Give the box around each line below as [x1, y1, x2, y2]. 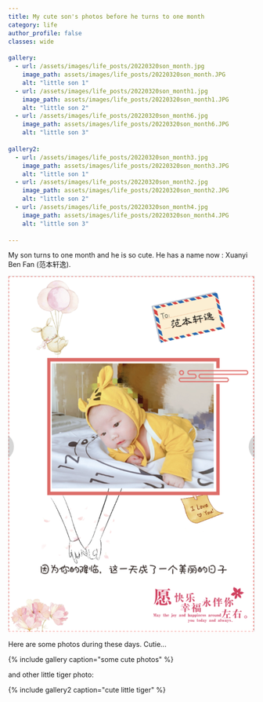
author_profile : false [8, 29, 82, 37]
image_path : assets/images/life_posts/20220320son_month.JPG [22, 71, 225, 79]
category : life [8, 20, 58, 29]
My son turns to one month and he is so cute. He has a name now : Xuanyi [8, 250, 248, 260]
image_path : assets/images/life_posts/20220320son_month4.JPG [22, 211, 229, 219]
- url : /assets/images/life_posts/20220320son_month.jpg [15, 63, 205, 71]
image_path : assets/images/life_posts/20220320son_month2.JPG [22, 187, 229, 195]
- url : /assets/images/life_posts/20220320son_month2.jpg [15, 178, 209, 186]
